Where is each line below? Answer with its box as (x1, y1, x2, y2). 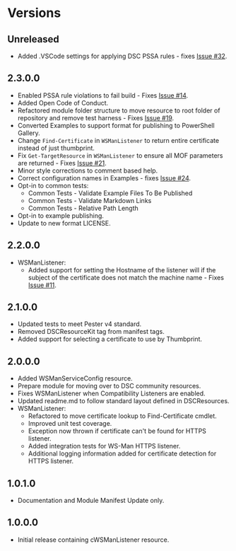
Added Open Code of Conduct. (17, 98, 109, 107)
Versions (7, 5, 61, 21)
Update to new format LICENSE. (17, 219, 111, 227)
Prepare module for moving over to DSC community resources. (17, 382, 201, 390)
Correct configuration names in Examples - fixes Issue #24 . (17, 173, 191, 182)
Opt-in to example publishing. (17, 211, 105, 220)
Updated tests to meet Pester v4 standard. (17, 320, 142, 328)
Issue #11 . (28, 281, 57, 289)
